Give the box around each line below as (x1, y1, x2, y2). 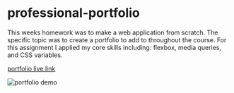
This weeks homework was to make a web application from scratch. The (7, 28, 218, 37)
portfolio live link (7, 64, 56, 73)
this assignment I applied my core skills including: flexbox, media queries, (7, 43, 221, 51)
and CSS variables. (7, 51, 63, 59)
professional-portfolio (7, 5, 140, 21)
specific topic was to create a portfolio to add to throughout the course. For (7, 35, 227, 44)
